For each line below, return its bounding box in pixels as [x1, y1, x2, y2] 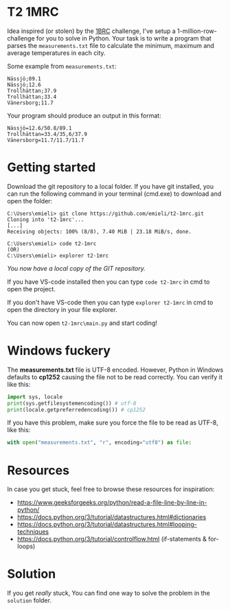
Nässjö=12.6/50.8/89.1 [7, 124, 72, 131]
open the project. [7, 284, 56, 293]
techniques [16, 528, 49, 536]
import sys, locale [7, 393, 63, 400]
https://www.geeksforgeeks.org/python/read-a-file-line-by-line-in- [16, 499, 207, 507]
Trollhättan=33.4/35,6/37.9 [7, 131, 88, 137]
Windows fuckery [7, 343, 111, 359]
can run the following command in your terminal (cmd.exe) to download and [7, 190, 222, 198]
